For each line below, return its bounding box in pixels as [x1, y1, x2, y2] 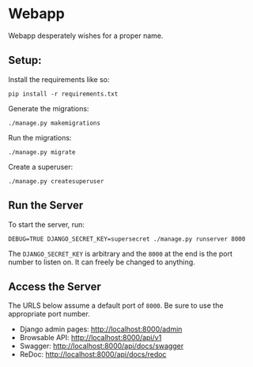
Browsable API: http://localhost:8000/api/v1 [19, 333, 162, 343]
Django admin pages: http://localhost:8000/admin [19, 324, 183, 334]
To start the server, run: [8, 219, 85, 229]
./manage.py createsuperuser [8, 177, 104, 185]
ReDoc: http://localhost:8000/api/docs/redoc [19, 350, 167, 359]
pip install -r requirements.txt [8, 90, 119, 98]
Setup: [8, 54, 42, 67]
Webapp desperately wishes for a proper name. [8, 31, 164, 40]
